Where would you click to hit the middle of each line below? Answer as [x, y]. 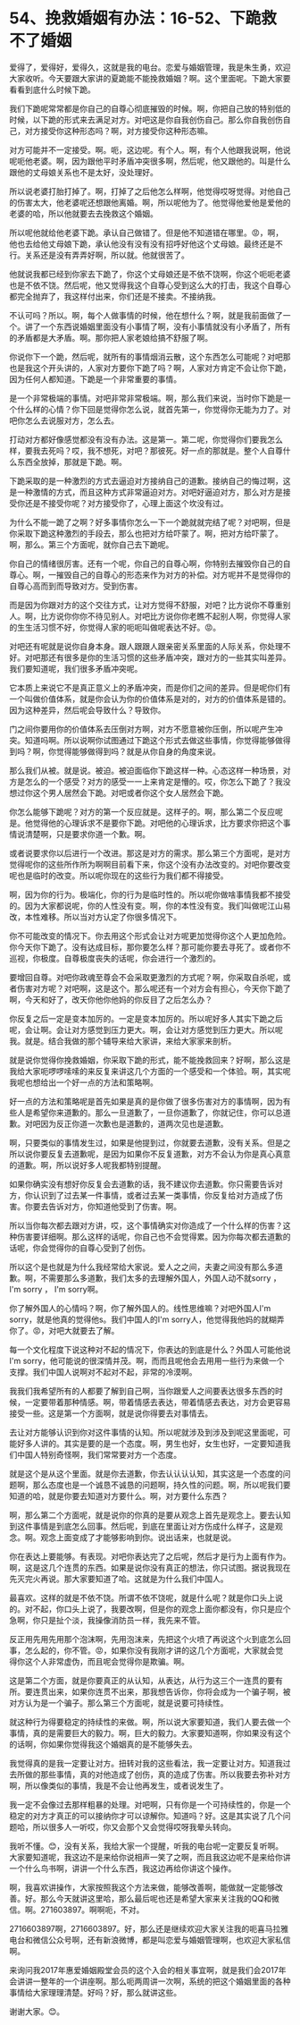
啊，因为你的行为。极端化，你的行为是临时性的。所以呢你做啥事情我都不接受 [150, 894]
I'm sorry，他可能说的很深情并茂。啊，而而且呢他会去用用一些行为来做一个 [147, 1360]
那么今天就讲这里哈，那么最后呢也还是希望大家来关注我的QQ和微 [159, 1898]
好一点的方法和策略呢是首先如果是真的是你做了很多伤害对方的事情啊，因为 [146, 1101]
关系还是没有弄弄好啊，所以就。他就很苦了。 [107, 255]
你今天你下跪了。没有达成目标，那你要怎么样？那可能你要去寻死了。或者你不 [150, 947]
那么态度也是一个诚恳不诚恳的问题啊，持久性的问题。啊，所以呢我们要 [162, 1485]
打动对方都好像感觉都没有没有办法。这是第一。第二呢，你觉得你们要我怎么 [146, 439]
